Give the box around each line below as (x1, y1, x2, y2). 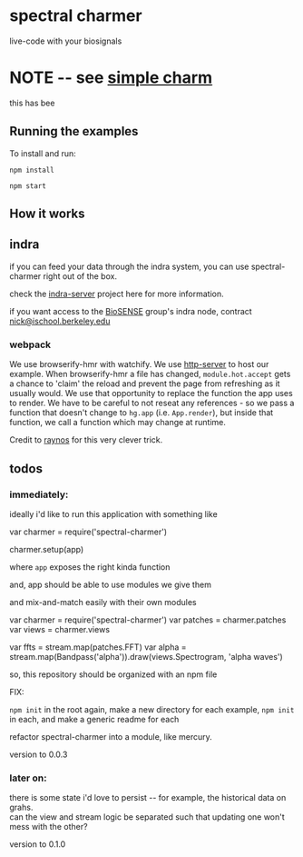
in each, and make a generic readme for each (9, 713, 180, 724)
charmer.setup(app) (9, 543, 84, 554)
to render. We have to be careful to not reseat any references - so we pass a (9, 397, 295, 409)
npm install (9, 165, 54, 174)
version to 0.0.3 (9, 749, 68, 760)
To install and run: (9, 147, 77, 159)
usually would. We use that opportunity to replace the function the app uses (9, 388, 293, 399)
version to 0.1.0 (9, 839, 66, 850)
